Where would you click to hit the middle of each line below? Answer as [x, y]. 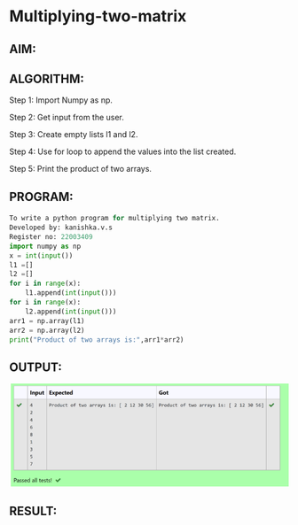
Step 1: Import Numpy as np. [61, 100]
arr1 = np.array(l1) [47, 320]
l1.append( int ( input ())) [71, 293]
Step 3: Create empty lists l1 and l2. [74, 135]
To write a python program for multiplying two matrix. [114, 219]
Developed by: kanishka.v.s [61, 228]
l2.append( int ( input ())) [71, 312]
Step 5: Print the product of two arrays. [81, 169]
